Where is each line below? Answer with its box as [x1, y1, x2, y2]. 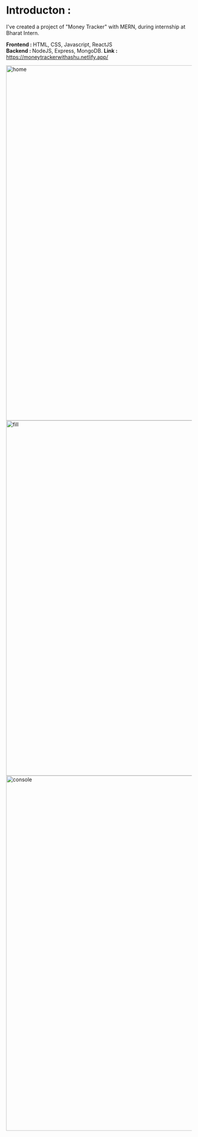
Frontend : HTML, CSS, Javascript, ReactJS [6, 41, 113, 48]
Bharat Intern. [6, 29, 39, 36]
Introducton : [6, 4, 71, 17]
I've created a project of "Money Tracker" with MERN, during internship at [6, 23, 186, 30]
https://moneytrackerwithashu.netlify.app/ [6, 53, 108, 60]
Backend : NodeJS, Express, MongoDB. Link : [6, 47, 118, 54]
